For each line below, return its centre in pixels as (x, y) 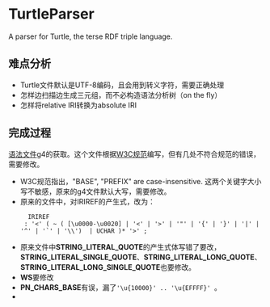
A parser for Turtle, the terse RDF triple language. (91, 36)
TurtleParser (51, 14)
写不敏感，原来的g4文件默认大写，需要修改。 (95, 191)
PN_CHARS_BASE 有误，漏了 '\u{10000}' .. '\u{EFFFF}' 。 (121, 287)
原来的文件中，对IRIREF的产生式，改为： (88, 201)
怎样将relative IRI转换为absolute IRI (78, 105)
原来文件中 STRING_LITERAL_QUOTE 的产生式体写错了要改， (120, 246)
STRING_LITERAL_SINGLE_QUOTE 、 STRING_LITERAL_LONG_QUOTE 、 (141, 257)
